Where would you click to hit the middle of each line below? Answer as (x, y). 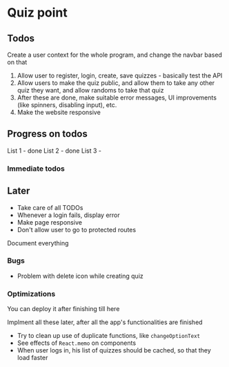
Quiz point (37, 13)
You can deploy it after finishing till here (63, 309)
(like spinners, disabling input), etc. (67, 105)
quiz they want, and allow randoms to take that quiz (90, 90)
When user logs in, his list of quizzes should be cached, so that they (114, 350)
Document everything (38, 243)
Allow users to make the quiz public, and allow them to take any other (116, 83)
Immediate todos (36, 169)
